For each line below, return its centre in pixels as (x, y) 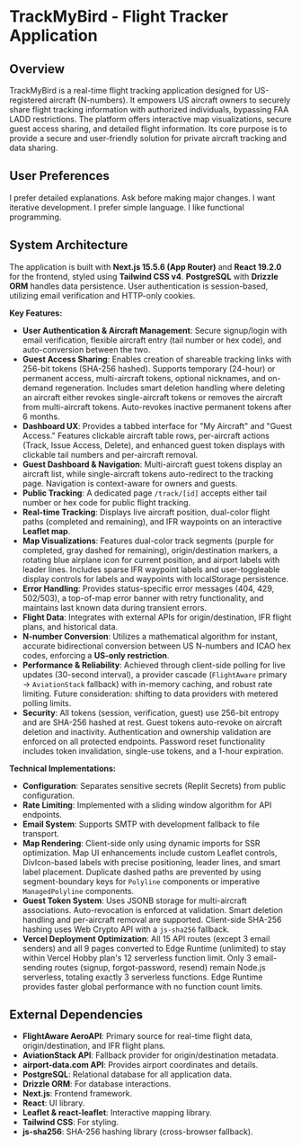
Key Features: (36, 313)
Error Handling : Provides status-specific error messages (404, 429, (148, 588)
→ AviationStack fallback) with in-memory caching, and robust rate (147, 684)
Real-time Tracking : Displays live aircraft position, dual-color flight (146, 512)
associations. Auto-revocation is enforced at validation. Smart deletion (152, 909)
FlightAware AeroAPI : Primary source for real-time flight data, (137, 1036)
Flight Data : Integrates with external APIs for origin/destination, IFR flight (157, 617)
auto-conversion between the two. (86, 349)
